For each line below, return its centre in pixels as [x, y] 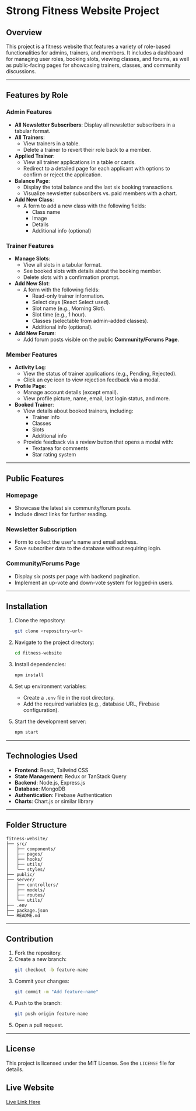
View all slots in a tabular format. [62, 264]
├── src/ [17, 844]
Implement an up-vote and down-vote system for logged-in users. [94, 582]
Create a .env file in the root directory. [69, 698]
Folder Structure [36, 825]
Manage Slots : [32, 258]
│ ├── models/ [26, 890]
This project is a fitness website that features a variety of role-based [88, 46]
